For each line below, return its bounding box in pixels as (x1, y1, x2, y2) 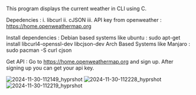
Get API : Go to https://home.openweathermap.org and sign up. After (6, 58, 174, 65)
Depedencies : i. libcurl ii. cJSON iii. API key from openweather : (6, 17, 162, 23)
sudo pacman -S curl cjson (6, 47, 72, 54)
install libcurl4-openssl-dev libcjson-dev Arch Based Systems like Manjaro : (6, 41, 191, 47)
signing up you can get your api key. (6, 64, 94, 71)
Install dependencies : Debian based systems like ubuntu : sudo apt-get (6, 34, 181, 41)
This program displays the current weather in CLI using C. (6, 5, 146, 12)
